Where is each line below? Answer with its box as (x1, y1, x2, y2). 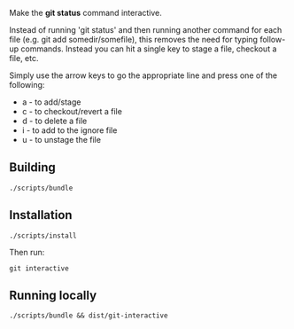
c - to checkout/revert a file (21, 106, 122, 116)
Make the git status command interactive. (9, 8, 162, 18)
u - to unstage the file (21, 135, 102, 145)
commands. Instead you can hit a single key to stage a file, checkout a (20, 43, 277, 54)
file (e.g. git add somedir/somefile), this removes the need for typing (9, 35, 259, 44)
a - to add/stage (21, 97, 81, 107)
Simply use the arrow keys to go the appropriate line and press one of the (9, 70, 278, 81)
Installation (9, 208, 73, 223)
